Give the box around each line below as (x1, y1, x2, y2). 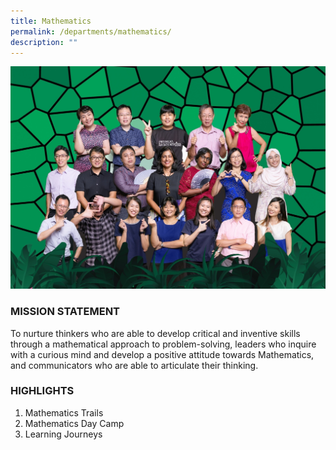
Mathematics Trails (24, 406, 104, 419)
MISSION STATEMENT (10, 305, 121, 319)
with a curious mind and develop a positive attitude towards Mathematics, (10, 348, 315, 360)
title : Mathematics (10, 16, 92, 26)
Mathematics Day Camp (24, 417, 125, 429)
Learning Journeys (24, 428, 103, 440)
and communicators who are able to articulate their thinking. (10, 359, 259, 371)
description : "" (10, 37, 78, 47)
